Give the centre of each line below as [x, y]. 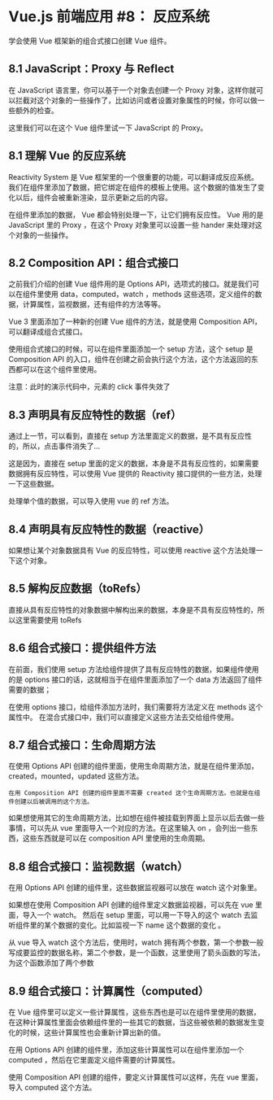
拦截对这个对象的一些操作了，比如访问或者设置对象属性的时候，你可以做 [136, 100]
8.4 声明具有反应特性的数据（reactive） [109, 529]
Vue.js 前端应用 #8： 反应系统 [109, 17]
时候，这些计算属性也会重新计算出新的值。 [93, 1032]
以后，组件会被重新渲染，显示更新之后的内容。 [93, 197]
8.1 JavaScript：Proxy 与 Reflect [91, 69]
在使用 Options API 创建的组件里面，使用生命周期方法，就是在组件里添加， [133, 766]
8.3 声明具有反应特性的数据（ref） [95, 415]
